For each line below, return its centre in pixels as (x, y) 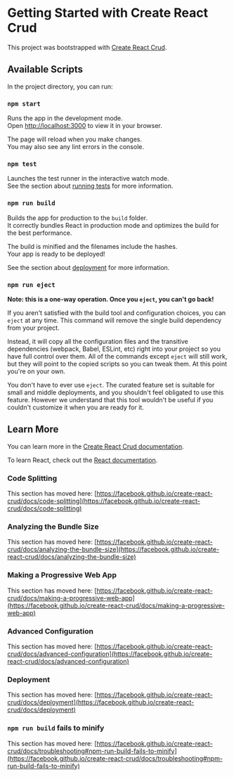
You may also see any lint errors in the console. (76, 147)
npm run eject (31, 285)
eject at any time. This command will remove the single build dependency (115, 320)
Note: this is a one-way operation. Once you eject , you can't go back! (111, 299)
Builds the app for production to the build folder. (78, 218)
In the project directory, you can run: (60, 86)
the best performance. (40, 233)
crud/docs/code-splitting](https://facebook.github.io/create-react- (104, 501)
